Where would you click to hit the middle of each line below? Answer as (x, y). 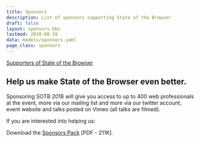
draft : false (23, 23)
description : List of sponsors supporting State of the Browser (89, 18)
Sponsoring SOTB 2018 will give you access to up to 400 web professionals (100, 96)
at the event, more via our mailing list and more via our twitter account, (94, 103)
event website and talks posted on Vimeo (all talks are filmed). (83, 109)
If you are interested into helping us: (51, 121)
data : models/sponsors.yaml (42, 40)
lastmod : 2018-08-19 (32, 34)
